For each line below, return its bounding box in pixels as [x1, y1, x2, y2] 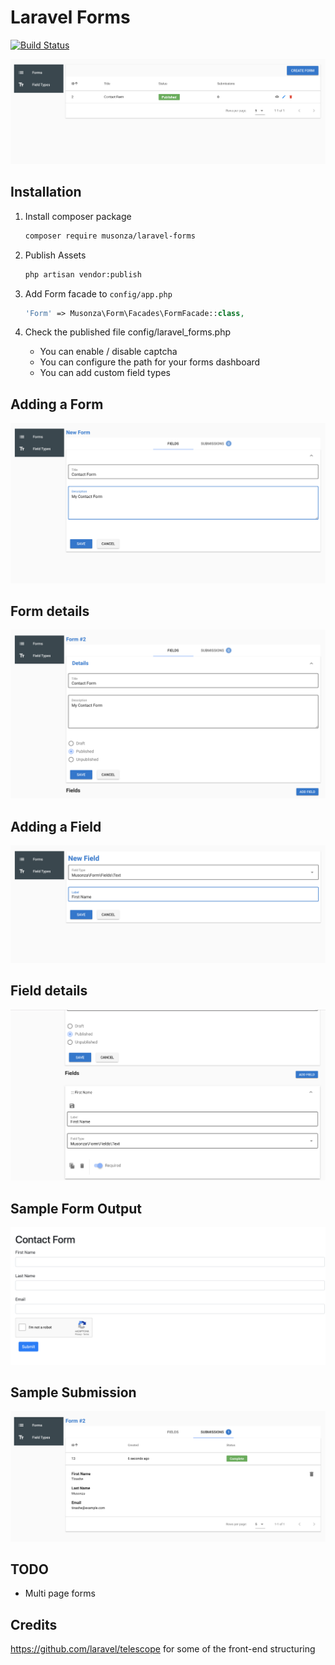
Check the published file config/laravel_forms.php [24, 326, 231, 338]
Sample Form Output [10, 1200, 142, 1217]
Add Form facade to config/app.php [24, 287, 173, 300]
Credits [10, 1616, 58, 1633]
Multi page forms [24, 1587, 96, 1600]
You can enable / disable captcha [39, 346, 178, 358]
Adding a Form [10, 396, 104, 413]
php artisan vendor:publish [24, 269, 142, 280]
